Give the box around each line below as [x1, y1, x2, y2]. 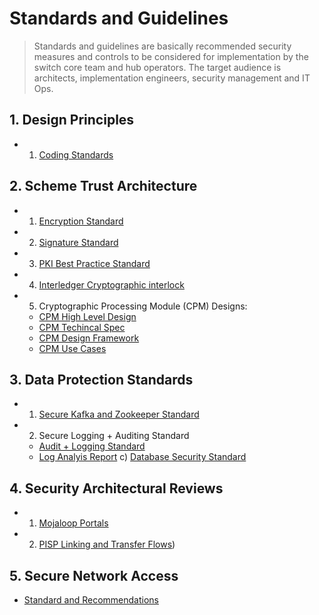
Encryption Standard [38, 215, 124, 227]
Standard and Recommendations [23, 594, 159, 606]
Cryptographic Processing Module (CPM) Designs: [38, 300, 248, 312]
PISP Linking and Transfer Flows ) [38, 538, 176, 551]
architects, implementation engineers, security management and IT [33, 72, 311, 84]
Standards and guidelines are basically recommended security [33, 40, 292, 52]
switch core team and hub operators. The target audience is [33, 61, 282, 73]
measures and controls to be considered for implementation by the [33, 50, 309, 62]
